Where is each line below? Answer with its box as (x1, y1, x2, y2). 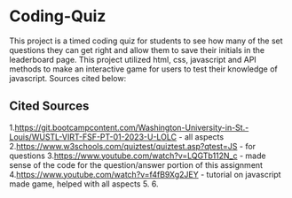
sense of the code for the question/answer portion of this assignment (9, 159, 264, 170)
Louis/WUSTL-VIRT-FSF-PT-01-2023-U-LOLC (9, 131, 178, 142)
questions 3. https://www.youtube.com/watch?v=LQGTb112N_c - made (9, 150, 266, 161)
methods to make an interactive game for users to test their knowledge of (9, 64, 278, 74)
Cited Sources (9, 99, 90, 114)
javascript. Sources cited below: (9, 72, 127, 83)
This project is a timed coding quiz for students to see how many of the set (9, 35, 283, 46)
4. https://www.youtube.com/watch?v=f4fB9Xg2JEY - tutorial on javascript (9, 169, 281, 179)
